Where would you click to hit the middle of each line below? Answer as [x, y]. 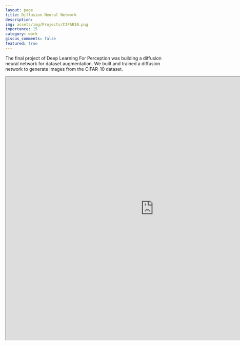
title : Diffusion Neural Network [41, 15]
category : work [22, 34]
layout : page [19, 10]
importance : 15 [22, 29]
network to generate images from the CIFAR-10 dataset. [64, 69]
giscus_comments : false [31, 39]
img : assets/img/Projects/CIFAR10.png [47, 24]
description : [19, 20]
